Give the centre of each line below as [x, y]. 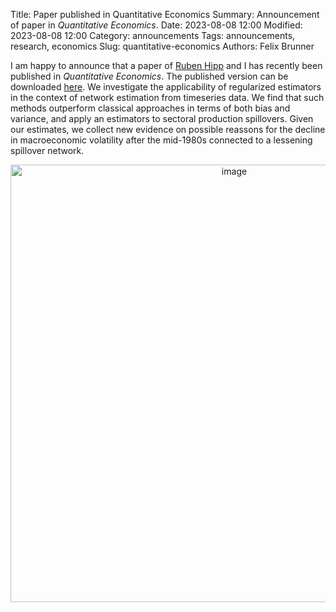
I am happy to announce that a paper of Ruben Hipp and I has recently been [166, 65]
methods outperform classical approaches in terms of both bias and [150, 108]
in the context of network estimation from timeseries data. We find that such [167, 97]
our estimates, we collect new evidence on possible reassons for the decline [168, 129]
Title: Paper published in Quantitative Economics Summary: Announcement [165, 14]
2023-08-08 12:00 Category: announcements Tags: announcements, [153, 35]
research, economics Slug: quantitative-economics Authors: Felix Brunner [162, 46]
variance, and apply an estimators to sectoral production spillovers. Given [162, 118]
